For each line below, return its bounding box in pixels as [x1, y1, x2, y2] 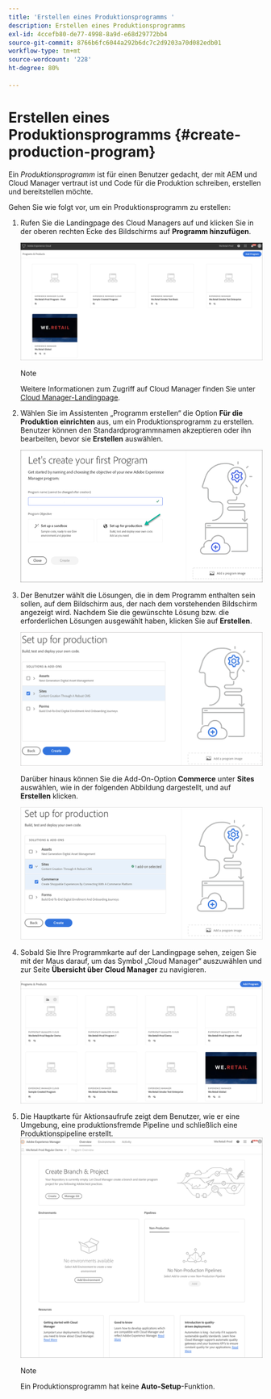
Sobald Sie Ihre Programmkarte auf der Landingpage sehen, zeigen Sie [19, 947, 256, 957]
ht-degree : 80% [8, 65, 60, 73]
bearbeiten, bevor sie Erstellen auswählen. [19, 434, 164, 444]
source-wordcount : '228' [8, 56, 92, 64]
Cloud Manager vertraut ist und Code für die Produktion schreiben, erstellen [8, 178, 261, 187]
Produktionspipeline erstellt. [19, 1129, 114, 1138]
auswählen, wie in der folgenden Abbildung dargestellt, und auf [19, 782, 231, 792]
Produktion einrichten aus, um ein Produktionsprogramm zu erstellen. [19, 417, 254, 427]
